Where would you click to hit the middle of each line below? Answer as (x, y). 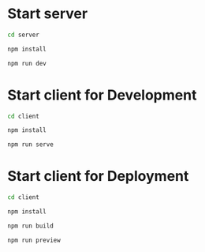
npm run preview (34, 240)
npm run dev (27, 63)
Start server (48, 14)
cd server (24, 35)
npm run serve (31, 145)
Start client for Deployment (98, 177)
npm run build (31, 226)
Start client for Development (102, 95)
